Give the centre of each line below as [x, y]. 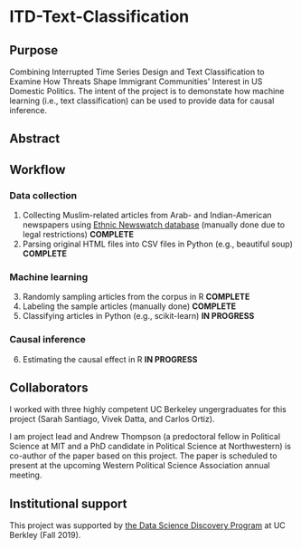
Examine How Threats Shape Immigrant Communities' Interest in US [136, 82]
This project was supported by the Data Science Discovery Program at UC [148, 525]
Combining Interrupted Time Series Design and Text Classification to [137, 72]
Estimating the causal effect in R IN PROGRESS [110, 359]
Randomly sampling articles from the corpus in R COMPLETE [136, 297]
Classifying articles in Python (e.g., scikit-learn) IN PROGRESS [138, 316]
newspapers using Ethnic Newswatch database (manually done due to [154, 225]
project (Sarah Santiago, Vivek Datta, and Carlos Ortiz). [112, 419]
